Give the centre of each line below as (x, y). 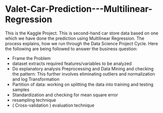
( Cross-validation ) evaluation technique (53, 105)
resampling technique (34, 100)
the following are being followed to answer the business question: (71, 49)
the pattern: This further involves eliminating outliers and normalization (83, 74)
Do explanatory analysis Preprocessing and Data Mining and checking (83, 69)
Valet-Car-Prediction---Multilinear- (79, 9)
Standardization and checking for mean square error (65, 95)
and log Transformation (36, 79)
